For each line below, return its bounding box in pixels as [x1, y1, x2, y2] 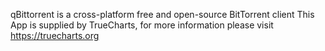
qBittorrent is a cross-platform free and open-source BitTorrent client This [10, 9, 315, 20]
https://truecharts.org [10, 30, 100, 41]
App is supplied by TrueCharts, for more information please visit [10, 19, 274, 31]
